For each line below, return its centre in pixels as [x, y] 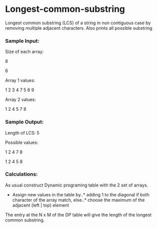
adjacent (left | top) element [41, 205]
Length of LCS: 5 [22, 133]
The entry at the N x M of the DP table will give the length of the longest [78, 215]
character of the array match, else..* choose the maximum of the [78, 200]
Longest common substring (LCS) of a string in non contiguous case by [78, 23]
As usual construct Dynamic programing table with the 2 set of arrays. [77, 185]
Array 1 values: [20, 81]
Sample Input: [22, 41]
